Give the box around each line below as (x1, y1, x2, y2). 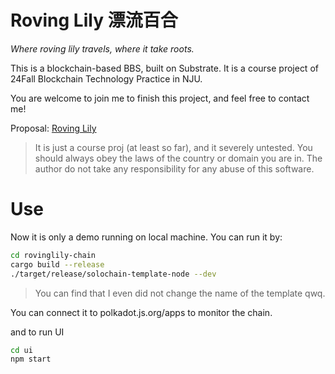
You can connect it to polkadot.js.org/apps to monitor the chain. (10, 306, 273, 318)
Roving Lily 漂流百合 (10, 9, 178, 32)
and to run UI (10, 326, 65, 338)
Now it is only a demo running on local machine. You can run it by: (10, 231, 283, 243)
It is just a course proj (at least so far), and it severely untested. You (34, 141, 313, 153)
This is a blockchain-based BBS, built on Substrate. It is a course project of (10, 62, 319, 74)
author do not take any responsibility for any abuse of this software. (34, 162, 315, 175)
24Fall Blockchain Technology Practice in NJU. (10, 72, 203, 85)
